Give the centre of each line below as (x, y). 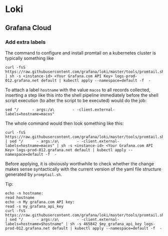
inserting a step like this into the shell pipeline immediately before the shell (82, 95)
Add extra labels (25, 42)
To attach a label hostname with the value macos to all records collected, (78, 90)
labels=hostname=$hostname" (34, 224)
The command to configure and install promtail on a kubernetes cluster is (81, 53)
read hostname (20, 197)
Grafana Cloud (28, 28)
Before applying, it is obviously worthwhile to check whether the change (79, 163)
